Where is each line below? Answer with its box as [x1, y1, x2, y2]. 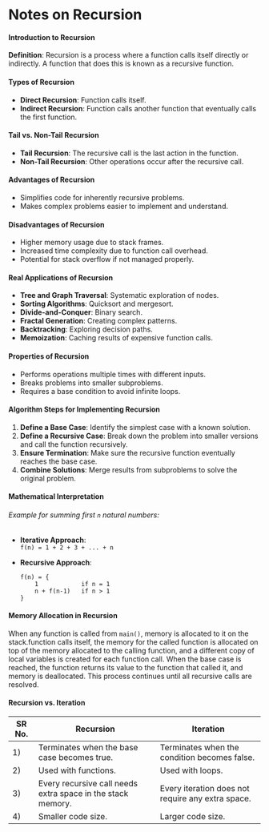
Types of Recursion [8, 77, 74, 86]
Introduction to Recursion [8, 32, 95, 42]
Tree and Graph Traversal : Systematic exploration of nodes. [19, 291, 219, 300]
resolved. [8, 679, 39, 689]
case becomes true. [38, 752, 114, 763]
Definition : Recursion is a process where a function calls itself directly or [8, 50, 249, 60]
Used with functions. [38, 765, 116, 776]
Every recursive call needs [38, 778, 139, 790]
